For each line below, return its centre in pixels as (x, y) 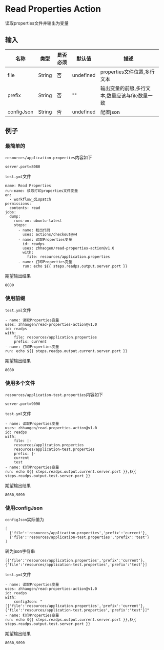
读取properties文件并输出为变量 (37, 23)
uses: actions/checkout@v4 (50, 235)
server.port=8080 (23, 167)
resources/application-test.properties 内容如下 (54, 395)
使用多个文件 (20, 383)
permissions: (18, 204)
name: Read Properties (28, 186)
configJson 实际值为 (25, 520)
